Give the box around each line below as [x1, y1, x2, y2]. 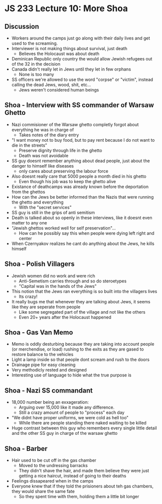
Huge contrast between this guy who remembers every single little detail [11, 425, 157, 431]
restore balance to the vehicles [11, 352, 74, 357]
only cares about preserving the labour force [18, 168, 109, 174]
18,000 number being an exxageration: [11, 399, 89, 405]
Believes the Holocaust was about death [18, 51, 100, 56]
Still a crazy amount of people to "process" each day [18, 410, 125, 415]
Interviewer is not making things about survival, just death [11, 46, 128, 51]
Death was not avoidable [18, 152, 69, 158]
